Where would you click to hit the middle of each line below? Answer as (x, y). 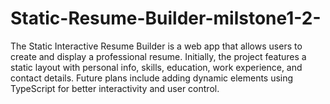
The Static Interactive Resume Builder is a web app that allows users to (156, 46)
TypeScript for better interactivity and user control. (115, 88)
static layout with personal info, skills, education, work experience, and (156, 67)
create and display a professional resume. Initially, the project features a (158, 56)
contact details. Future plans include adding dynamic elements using (152, 78)
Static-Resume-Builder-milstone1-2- (166, 18)
